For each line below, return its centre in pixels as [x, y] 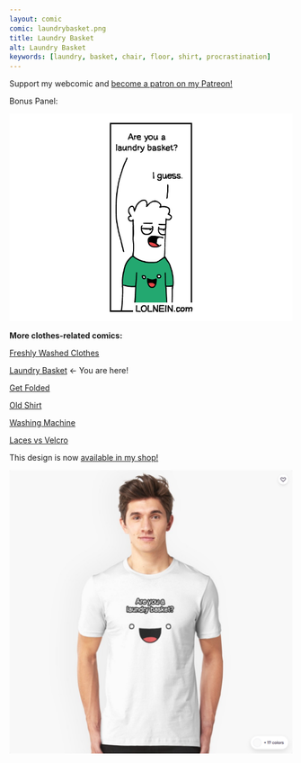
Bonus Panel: [34, 101]
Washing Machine [43, 422]
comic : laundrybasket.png [58, 28]
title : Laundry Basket [52, 38]
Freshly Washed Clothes [54, 353]
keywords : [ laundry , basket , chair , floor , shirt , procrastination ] [140, 57]
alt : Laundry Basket [48, 48]
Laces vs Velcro [39, 440]
